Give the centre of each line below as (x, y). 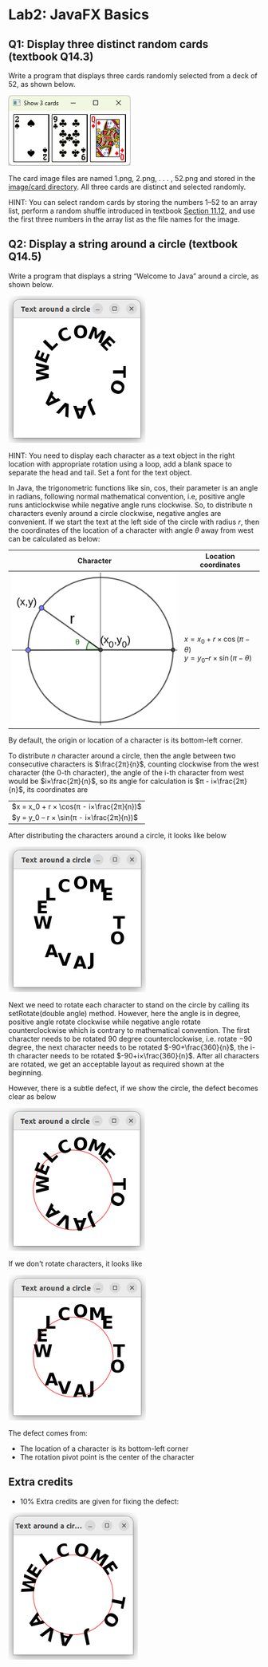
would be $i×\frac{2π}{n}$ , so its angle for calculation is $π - (109, 781)
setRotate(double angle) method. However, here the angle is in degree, (124, 1013)
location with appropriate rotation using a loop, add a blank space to (120, 463)
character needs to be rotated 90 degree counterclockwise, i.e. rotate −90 (130, 1038)
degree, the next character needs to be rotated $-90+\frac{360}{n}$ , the (128, 1047)
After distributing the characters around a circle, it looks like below (118, 835)
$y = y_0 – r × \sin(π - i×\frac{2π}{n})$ (75, 818)
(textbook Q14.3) (51, 56)
